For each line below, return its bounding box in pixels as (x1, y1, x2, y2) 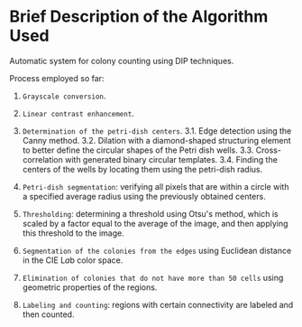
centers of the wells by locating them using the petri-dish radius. (22, 163, 263, 174)
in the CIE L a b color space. (22, 255, 124, 266)
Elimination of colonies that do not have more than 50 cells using (22, 272, 284, 283)
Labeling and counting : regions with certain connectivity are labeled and (22, 299, 294, 310)
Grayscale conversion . (22, 90, 106, 101)
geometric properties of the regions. (22, 282, 158, 293)
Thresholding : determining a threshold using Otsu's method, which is (22, 208, 279, 219)
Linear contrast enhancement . (22, 107, 135, 118)
